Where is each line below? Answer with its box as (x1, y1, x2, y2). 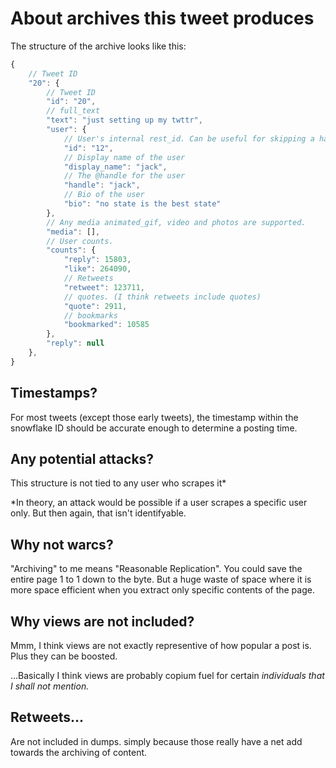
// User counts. (46, 236, 114, 246)
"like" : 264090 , (63, 264, 132, 274)
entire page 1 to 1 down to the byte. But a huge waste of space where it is (10, 573, 312, 586)
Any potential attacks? (10, 451, 155, 468)
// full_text (46, 106, 101, 116)
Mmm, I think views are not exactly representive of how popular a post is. (10, 640, 312, 652)
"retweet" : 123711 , (63, 282, 145, 292)
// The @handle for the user (63, 171, 186, 181)
